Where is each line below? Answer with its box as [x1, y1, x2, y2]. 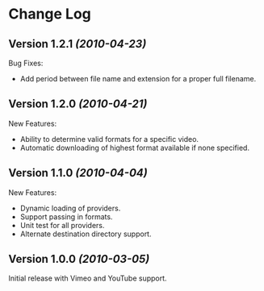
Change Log [8, 5, 91, 23]
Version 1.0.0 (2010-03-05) [8, 252, 150, 266]
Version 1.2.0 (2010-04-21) [8, 98, 148, 111]
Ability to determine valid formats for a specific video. [19, 134, 199, 143]
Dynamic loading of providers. [19, 203, 121, 213]
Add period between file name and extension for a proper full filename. [19, 74, 257, 83]
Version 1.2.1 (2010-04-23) [8, 37, 147, 51]
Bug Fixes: [8, 58, 44, 68]
